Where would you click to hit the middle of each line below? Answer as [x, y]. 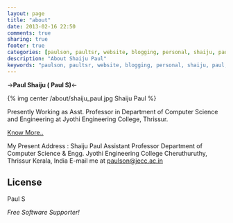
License [25, 182]
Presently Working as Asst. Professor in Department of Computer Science [113, 111]
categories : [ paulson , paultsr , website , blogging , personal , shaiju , [111, 53]
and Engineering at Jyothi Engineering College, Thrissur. [88, 119]
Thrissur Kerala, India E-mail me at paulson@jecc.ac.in [85, 161]
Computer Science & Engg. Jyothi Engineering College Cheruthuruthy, [107, 153]
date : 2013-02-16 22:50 [42, 26]
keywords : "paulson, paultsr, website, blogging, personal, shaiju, [108, 65]
